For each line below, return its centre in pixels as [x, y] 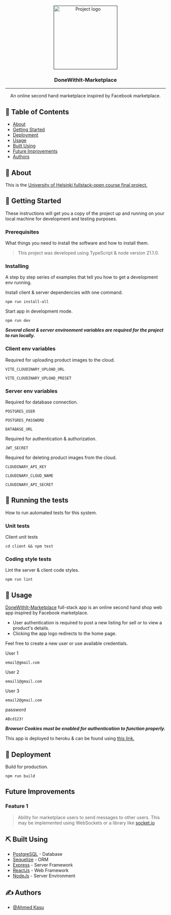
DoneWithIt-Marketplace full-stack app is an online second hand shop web [84, 607]
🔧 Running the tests [37, 500]
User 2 [12, 672]
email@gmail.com [22, 663]
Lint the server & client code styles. [42, 570]
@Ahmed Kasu [28, 907]
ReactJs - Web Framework [40, 871]
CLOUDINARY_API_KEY [26, 467]
